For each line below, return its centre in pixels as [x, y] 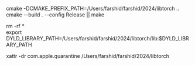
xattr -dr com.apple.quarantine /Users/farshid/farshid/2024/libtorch [88, 56]
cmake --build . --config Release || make [55, 15]
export [14, 32]
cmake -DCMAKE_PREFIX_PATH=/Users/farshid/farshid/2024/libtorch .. [93, 8]
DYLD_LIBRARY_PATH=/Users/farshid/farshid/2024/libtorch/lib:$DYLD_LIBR [97, 38]
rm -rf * [15, 26]
